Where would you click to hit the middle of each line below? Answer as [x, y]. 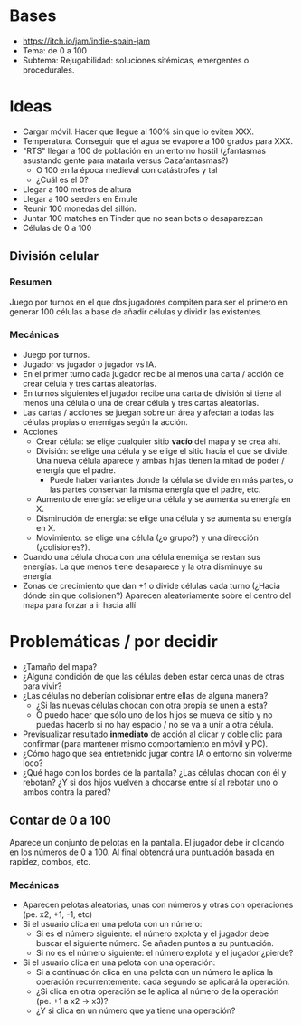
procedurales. [48, 70]
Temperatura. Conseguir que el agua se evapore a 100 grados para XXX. [158, 140]
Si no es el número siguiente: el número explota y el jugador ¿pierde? [165, 952]
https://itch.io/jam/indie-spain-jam [86, 41]
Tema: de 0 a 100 [55, 50]
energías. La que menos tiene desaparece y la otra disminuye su [143, 566]
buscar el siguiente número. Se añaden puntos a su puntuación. [155, 943]
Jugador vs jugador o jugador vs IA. [89, 364]
